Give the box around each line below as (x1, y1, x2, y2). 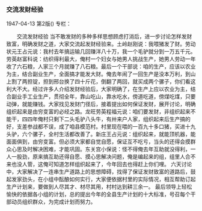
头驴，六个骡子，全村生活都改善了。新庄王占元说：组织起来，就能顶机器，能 (6, 130, 196, 138)
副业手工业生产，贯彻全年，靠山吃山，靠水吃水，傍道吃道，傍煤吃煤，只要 (11, 93, 196, 100)
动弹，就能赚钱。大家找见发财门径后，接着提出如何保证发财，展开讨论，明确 (6, 100, 196, 108)
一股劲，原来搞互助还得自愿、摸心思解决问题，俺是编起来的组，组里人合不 (11, 153, 196, 161)
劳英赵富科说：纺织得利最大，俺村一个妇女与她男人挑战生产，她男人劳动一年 (6, 55, 196, 63)
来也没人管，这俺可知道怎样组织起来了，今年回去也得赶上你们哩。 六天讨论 (6, 161, 192, 168)
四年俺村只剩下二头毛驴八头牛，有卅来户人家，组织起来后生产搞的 (26, 115, 191, 123)
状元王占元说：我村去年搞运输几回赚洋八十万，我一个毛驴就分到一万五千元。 (6, 48, 196, 55)
